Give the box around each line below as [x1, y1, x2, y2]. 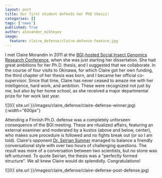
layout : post [5, 7, 32, 12]
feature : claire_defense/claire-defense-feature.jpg [9, 39, 118, 44]
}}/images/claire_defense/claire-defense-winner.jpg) [30, 102, 136, 108]
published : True [5, 25, 38, 30]
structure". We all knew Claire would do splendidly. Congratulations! [5, 158, 141, 163]
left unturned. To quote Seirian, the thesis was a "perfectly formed [5, 153, 137, 159]
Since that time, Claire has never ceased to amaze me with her [28, 77, 154, 83]
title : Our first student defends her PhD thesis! [5, 12, 110, 16]
